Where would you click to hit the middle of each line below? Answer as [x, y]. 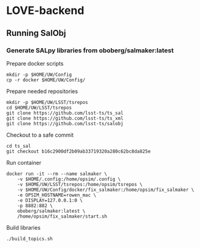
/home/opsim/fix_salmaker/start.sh [62, 216]
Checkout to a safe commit [40, 135]
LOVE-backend [45, 11]
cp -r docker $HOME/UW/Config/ [46, 80]
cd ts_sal [19, 146]
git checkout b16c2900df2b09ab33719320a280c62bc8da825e [78, 151]
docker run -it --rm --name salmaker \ [57, 174]
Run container [24, 162]
